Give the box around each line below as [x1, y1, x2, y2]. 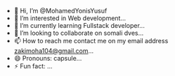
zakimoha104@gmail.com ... [13, 47, 94, 55]
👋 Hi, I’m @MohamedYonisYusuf [13, 7, 108, 15]
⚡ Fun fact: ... [13, 62, 53, 70]
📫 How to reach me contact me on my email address [13, 37, 169, 45]
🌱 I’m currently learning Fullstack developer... [13, 22, 145, 29]
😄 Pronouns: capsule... [13, 54, 82, 62]
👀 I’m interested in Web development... [13, 14, 127, 22]
